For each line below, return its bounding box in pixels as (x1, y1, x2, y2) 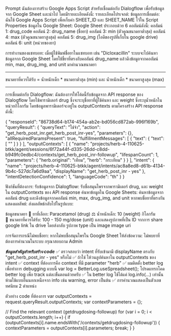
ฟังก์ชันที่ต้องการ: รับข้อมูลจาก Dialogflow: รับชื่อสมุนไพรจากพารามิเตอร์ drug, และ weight (5, 184, 163, 189)
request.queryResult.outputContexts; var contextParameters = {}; (5, 299, 142, 305)
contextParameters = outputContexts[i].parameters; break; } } (5, 325, 135, 331)
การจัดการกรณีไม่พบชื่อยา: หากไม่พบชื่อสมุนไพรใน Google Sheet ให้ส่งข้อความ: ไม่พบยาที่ (5, 232, 160, 239)
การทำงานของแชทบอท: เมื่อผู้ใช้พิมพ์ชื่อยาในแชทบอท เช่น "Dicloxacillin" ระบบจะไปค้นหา (5, 50, 158, 56)
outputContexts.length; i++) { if (5, 314, 71, 320)
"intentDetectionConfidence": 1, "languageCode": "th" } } (5, 174, 125, 179)
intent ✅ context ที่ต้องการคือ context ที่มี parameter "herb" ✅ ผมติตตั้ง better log (5, 260, 163, 266)
